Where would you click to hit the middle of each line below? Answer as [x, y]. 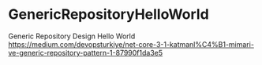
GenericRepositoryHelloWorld [109, 14]
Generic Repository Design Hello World [72, 36]
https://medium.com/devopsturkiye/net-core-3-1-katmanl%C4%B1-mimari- [131, 44]
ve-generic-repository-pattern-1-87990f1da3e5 [86, 52]
